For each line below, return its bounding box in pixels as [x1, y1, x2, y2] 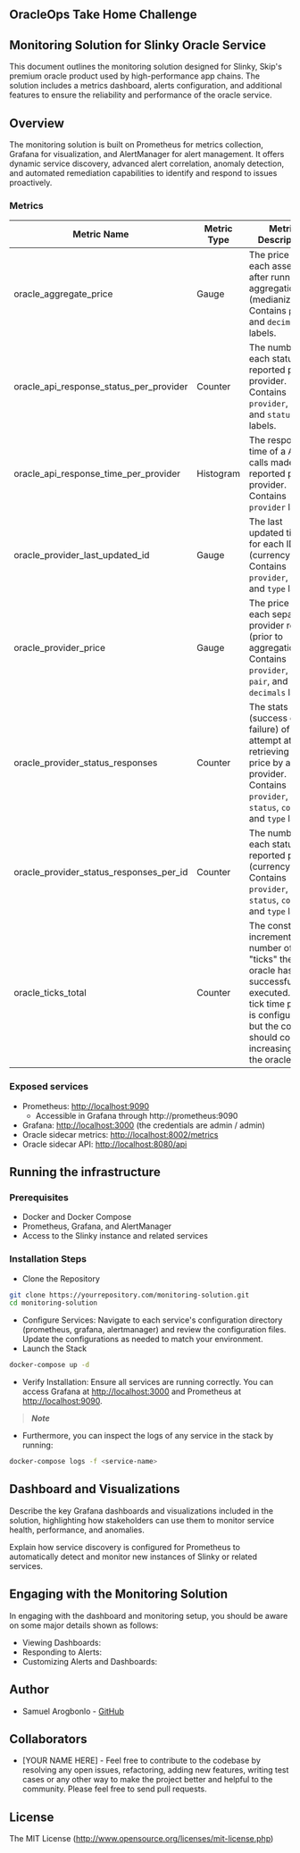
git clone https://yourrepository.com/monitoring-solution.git [9, 1290, 250, 1299]
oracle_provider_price [13, 642, 105, 655]
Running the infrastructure [9, 1164, 161, 1180]
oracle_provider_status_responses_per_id [13, 866, 188, 879]
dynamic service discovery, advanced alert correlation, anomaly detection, [9, 158, 284, 169]
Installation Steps [9, 1253, 87, 1265]
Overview [9, 115, 65, 130]
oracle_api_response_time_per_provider [13, 468, 181, 480]
